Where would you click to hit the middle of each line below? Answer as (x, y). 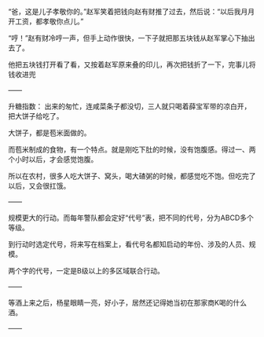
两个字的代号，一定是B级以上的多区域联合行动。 (86, 271)
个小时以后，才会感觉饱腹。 (53, 159)
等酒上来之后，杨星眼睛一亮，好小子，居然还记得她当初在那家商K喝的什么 (128, 302)
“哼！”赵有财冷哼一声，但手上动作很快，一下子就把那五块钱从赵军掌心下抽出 (132, 38)
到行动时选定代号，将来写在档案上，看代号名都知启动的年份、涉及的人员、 (128, 244)
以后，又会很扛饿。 (39, 186)
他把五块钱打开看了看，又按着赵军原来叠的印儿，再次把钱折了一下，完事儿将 (132, 64)
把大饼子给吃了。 (36, 116)
